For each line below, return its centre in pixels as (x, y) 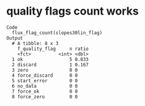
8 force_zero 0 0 (45, 97)
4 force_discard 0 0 (45, 75)
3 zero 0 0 (45, 70)
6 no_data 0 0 (45, 86)
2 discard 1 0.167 (50, 65)
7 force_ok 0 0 (45, 91)
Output (15, 38)
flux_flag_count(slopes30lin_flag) (57, 33)
